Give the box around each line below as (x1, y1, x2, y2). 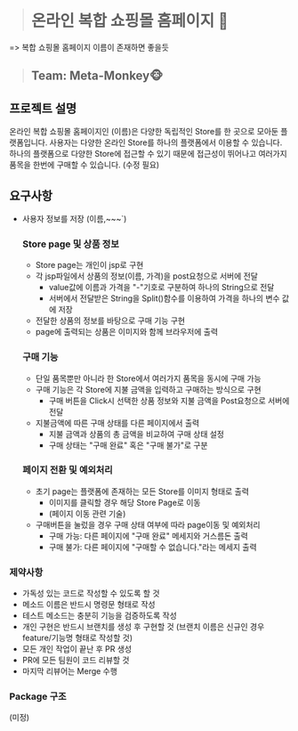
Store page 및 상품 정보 (21, 238, 120, 250)
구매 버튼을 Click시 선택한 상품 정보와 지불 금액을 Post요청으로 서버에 (48, 395, 290, 406)
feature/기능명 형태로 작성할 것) (21, 632, 133, 644)
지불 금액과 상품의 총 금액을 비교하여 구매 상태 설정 (48, 428, 225, 439)
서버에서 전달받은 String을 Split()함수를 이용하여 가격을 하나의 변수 (48, 293, 280, 304)
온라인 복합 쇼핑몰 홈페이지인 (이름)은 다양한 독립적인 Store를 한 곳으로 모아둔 (9, 126, 278, 137)
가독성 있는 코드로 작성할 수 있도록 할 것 (21, 588, 160, 599)
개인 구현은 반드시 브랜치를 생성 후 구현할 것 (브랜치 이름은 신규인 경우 (21, 621, 265, 632)
